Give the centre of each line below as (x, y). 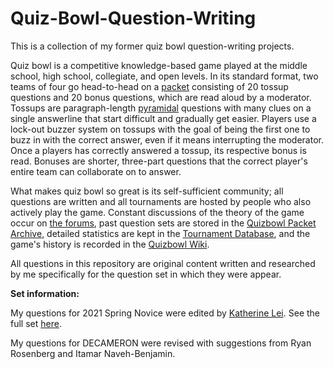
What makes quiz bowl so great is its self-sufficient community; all (147, 191)
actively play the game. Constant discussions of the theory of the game (157, 212)
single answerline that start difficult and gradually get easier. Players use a (163, 118)
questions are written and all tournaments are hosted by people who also (161, 201)
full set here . (36, 323)
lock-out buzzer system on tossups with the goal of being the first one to (160, 129)
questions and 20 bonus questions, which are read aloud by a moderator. (161, 97)
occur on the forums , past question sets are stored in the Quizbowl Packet (163, 223)
